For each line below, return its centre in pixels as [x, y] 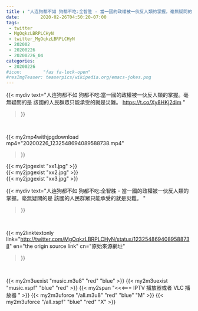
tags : [13, 22]
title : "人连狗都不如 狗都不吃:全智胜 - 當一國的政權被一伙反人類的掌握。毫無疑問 [97, 12]
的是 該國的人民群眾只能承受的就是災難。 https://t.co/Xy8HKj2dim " [103, 102]
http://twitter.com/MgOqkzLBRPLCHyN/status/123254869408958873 [105, 239]
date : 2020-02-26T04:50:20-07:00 [57, 17]
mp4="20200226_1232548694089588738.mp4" [65, 143]
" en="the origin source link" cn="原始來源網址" [67, 246]
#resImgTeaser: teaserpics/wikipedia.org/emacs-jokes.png [79, 77]
